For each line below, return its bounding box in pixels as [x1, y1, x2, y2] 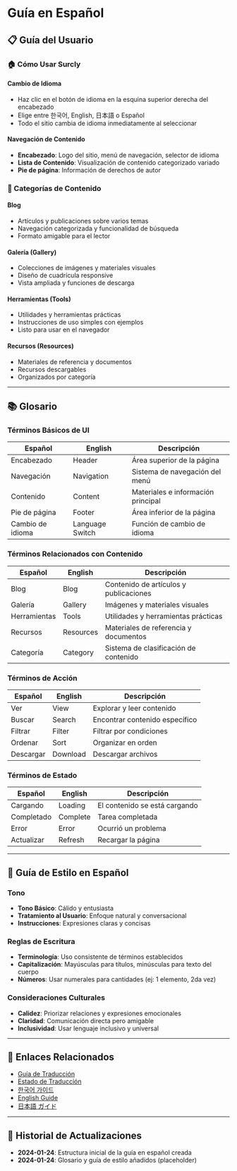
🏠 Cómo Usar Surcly [7, 59, 81, 69]
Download [52, 749, 86, 759]
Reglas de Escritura [7, 936, 75, 946]
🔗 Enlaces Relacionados [7, 1051, 115, 1063]
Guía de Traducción [17, 1070, 75, 1078]
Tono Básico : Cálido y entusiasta [17, 904, 114, 912]
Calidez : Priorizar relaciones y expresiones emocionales [17, 1009, 182, 1018]
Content [73, 491, 100, 501]
